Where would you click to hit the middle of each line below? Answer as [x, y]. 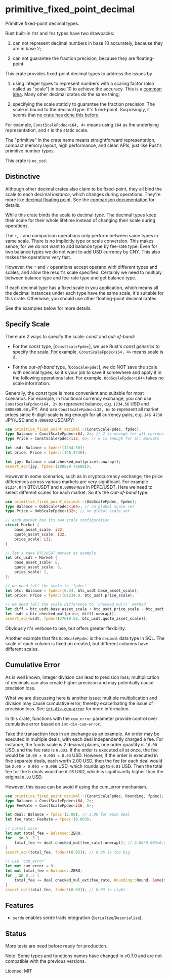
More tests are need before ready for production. [56, 946]
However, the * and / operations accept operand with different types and [81, 267]
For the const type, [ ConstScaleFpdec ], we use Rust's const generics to [86, 346]
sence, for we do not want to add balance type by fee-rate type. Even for [81, 246]
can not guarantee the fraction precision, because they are [74, 58]
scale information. [31, 383]
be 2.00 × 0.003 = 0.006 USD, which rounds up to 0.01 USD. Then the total [84, 766]
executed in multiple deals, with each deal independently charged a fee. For [84, 739]
